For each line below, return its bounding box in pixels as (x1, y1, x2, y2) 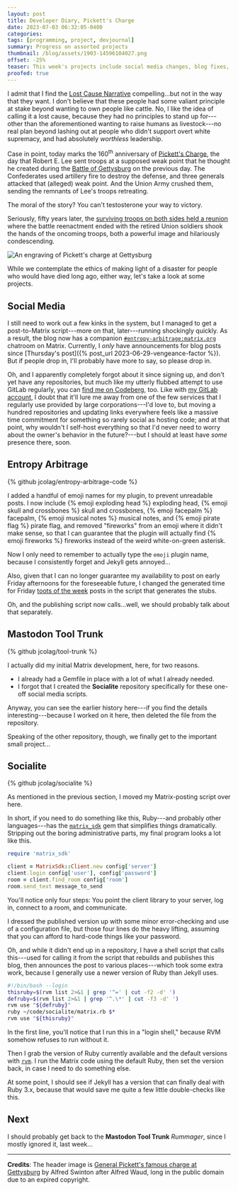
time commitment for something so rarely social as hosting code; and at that (7, 415, 230, 424)
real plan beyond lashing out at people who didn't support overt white (7, 127, 211, 135)
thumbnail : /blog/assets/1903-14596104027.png (7, 50, 147, 57)
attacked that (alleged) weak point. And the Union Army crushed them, (7, 179, 214, 188)
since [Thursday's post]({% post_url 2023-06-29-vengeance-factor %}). (7, 349, 221, 357)
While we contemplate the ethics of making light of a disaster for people (7, 264, 217, 273)
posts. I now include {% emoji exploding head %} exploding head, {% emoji (7, 498, 228, 507)
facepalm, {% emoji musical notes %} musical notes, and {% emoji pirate (7, 513, 221, 522)
